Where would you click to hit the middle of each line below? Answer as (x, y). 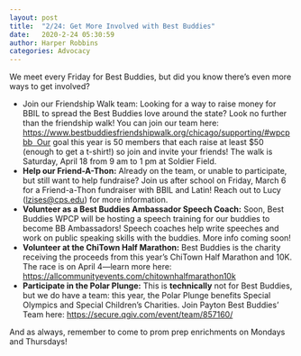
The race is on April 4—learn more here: (97, 267)
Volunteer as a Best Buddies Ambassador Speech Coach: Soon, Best (153, 209)
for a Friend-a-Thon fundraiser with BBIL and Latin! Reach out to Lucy (151, 190)
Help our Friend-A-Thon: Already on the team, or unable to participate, (155, 171)
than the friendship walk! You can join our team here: (120, 123)
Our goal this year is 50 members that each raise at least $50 (150, 142)
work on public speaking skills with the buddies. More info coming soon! (156, 238)
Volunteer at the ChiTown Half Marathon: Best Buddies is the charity (151, 248)
